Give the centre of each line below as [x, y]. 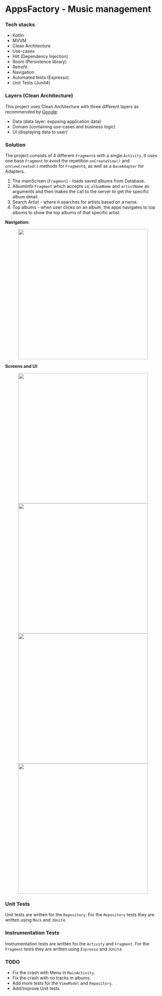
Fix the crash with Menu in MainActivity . [54, 972]
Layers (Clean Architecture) [39, 96]
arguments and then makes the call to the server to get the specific [81, 191]
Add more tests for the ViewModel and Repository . [62, 983]
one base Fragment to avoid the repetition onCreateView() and [67, 161]
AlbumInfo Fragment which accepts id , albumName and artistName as [81, 186]
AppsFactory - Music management [78, 9]
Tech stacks [20, 25]
